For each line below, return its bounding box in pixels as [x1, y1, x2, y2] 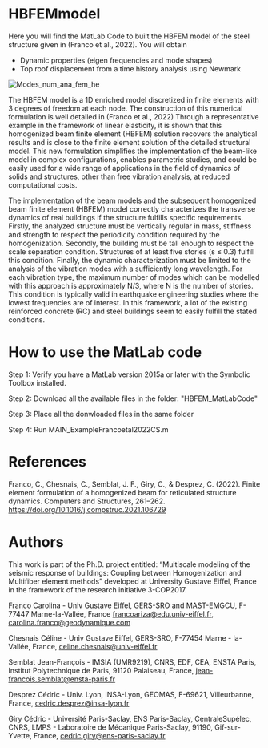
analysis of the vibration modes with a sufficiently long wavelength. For [8, 264, 243, 273]
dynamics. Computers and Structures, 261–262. [8, 496, 166, 506]
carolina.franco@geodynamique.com [8, 617, 131, 627]
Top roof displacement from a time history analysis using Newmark [19, 63, 242, 73]
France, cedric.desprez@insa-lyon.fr [8, 698, 130, 708]
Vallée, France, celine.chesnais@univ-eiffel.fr [8, 641, 158, 651]
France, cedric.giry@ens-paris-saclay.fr [33, 730, 166, 740]
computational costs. [8, 180, 78, 189]
